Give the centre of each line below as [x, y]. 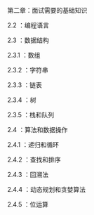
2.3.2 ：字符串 [28, 70]
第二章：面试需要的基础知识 [47, 10]
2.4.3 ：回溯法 [28, 175]
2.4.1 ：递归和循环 [33, 145]
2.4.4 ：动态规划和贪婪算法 [47, 189]
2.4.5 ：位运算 [28, 204]
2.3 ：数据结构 [28, 40]
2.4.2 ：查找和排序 [34, 159]
